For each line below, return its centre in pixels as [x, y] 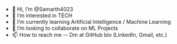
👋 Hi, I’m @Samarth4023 [42, 9]
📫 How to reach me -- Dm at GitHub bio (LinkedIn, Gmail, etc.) [89, 35]
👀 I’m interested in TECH [42, 15]
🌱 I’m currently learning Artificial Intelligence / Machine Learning [91, 22]
